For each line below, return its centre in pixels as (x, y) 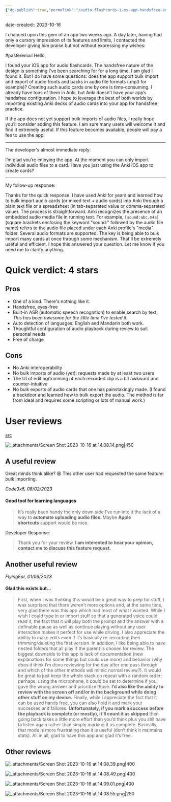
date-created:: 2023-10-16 (33, 25)
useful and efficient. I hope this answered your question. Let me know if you (85, 244)
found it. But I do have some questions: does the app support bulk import (82, 76)
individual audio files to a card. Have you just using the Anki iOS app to (79, 165)
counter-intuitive (30, 384)
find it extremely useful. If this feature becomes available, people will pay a (84, 129)
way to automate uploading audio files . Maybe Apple (74, 517)
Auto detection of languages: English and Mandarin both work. (78, 323)
